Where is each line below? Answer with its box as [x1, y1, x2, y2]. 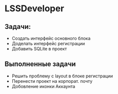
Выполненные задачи [4, 60, 76, 69]
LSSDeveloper [4, 3, 65, 14]
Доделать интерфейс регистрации [11, 41, 85, 47]
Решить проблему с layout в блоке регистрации [11, 73, 113, 79]
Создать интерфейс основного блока [11, 35, 91, 41]
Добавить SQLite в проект [11, 46, 67, 51]
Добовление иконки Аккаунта [11, 83, 76, 89]
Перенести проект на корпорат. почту [11, 78, 93, 84]
